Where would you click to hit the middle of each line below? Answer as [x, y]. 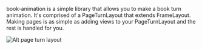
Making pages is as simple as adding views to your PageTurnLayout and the [101, 21]
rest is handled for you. [35, 28]
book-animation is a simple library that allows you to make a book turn [94, 9]
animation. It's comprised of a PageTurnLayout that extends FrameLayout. [99, 15]
